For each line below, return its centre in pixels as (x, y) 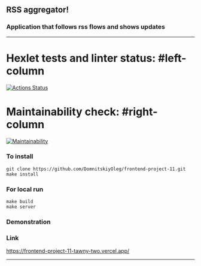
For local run (25, 189)
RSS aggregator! (38, 10)
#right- (140, 112)
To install (20, 156)
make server (21, 207)
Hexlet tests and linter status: (81, 58)
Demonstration (28, 222)
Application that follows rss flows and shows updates (86, 27)
